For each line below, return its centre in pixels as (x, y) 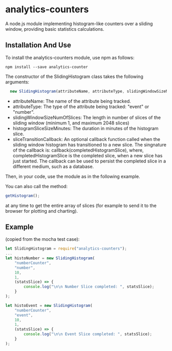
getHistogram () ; (23, 196)
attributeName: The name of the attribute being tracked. (72, 101)
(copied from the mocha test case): (42, 239)
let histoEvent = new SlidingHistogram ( (49, 305)
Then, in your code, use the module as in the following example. (73, 176)
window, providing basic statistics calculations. (55, 29)
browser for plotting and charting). (42, 211)
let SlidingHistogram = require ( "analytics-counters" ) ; (66, 249)
